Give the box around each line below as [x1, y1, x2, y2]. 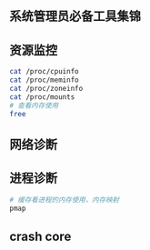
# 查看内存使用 [9, 101, 59, 110]
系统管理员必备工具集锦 [9, 8, 141, 25]
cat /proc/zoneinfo [9, 84, 84, 93]
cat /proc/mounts [9, 92, 75, 102]
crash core [9, 228, 72, 244]
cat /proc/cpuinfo [9, 67, 79, 76]
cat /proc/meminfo [9, 75, 79, 85]
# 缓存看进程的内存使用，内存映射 [9, 195, 120, 205]
